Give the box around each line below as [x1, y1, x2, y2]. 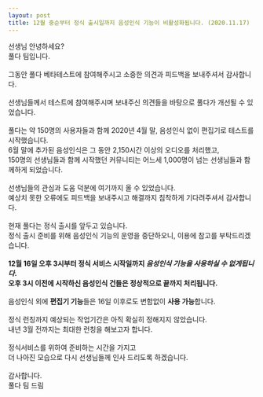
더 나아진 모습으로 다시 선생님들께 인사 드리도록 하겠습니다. [8, 352, 188, 362]
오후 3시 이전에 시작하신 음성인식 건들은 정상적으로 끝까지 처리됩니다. [8, 278, 218, 288]
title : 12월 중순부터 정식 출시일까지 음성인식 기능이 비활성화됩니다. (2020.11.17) [8, 19, 250, 27]
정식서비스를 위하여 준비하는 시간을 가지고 [8, 343, 137, 352]
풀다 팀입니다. [8, 51, 51, 61]
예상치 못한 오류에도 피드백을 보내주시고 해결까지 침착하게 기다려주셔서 [8, 193, 225, 202]
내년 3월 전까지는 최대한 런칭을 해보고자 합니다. [8, 324, 153, 334]
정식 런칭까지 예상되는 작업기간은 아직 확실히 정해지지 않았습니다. [8, 314, 208, 324]
